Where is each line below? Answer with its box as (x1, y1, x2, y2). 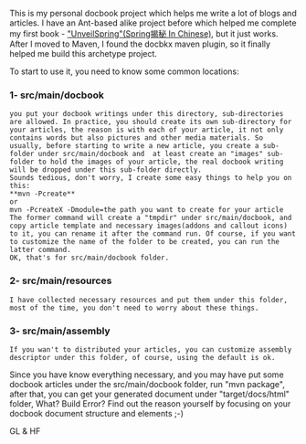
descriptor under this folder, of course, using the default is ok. (9, 353, 276, 362)
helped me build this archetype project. (9, 48, 158, 58)
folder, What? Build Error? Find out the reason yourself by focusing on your (9, 397, 291, 409)
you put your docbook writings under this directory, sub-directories (9, 110, 284, 119)
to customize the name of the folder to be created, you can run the (9, 238, 280, 247)
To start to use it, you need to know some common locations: (9, 66, 239, 77)
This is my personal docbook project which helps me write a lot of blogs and (9, 8, 297, 18)
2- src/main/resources (9, 274, 112, 287)
